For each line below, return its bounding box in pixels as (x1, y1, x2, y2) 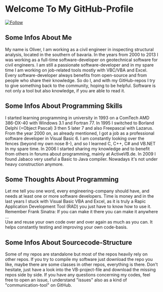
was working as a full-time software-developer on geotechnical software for (5, 57, 158, 63)
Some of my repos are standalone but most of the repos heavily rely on (5, 251, 148, 257)
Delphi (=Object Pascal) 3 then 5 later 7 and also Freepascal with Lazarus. (5, 125, 154, 131)
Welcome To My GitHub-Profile (5, 3, 134, 15)
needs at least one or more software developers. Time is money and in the (5, 193, 154, 199)
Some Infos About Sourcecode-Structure (5, 238, 132, 246)
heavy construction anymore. (5, 161, 64, 167)
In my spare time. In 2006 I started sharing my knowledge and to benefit (5, 146, 150, 152)
